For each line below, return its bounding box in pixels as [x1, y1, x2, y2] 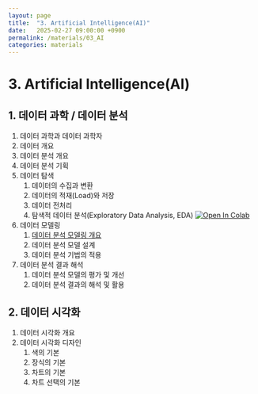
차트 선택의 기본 [31, 377, 81, 387]
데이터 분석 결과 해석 [19, 260, 84, 270]
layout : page [8, 11, 51, 20]
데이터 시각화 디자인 [19, 338, 82, 347]
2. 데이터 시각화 [8, 305, 81, 319]
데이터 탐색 [19, 171, 55, 181]
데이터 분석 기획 [19, 161, 69, 170]
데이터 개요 [19, 141, 55, 151]
